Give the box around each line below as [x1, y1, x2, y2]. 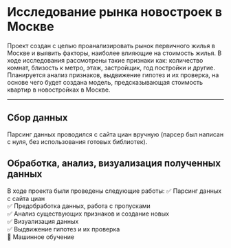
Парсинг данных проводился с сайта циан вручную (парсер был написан [7, 130, 224, 138]
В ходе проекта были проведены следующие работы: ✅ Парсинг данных [7, 187, 222, 195]
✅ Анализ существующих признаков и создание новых [7, 209, 170, 218]
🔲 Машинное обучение [7, 232, 74, 241]
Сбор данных [7, 112, 68, 124]
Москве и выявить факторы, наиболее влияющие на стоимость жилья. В [7, 49, 222, 57]
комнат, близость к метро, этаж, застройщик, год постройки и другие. [7, 63, 215, 72]
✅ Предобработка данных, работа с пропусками [7, 201, 151, 210]
